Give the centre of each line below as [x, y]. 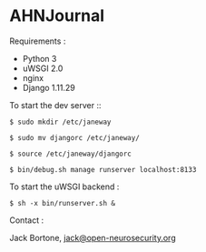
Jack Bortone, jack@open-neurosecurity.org [93, 237]
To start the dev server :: [55, 105]
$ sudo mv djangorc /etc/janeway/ [75, 137]
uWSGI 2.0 [43, 68]
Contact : [26, 220]
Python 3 [39, 58]
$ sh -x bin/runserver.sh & [63, 203]
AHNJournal [57, 16]
